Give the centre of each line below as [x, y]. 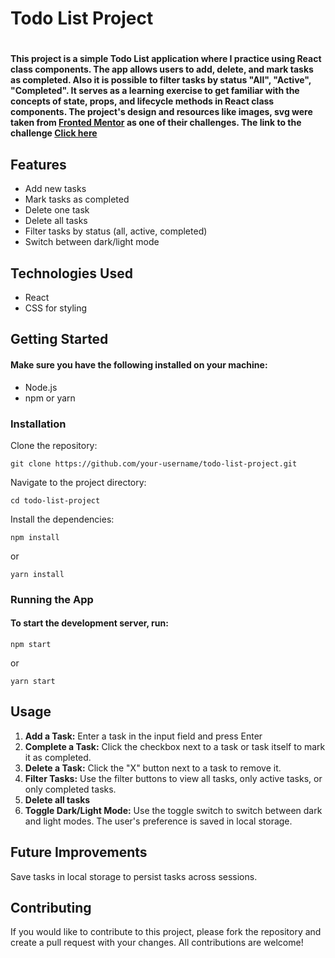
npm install [35, 537]
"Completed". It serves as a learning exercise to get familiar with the [155, 91]
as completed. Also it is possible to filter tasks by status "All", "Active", [161, 80]
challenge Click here [54, 133]
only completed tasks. [70, 789]
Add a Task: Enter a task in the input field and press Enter [143, 736]
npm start [31, 645]
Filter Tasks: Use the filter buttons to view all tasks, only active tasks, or [173, 778]
